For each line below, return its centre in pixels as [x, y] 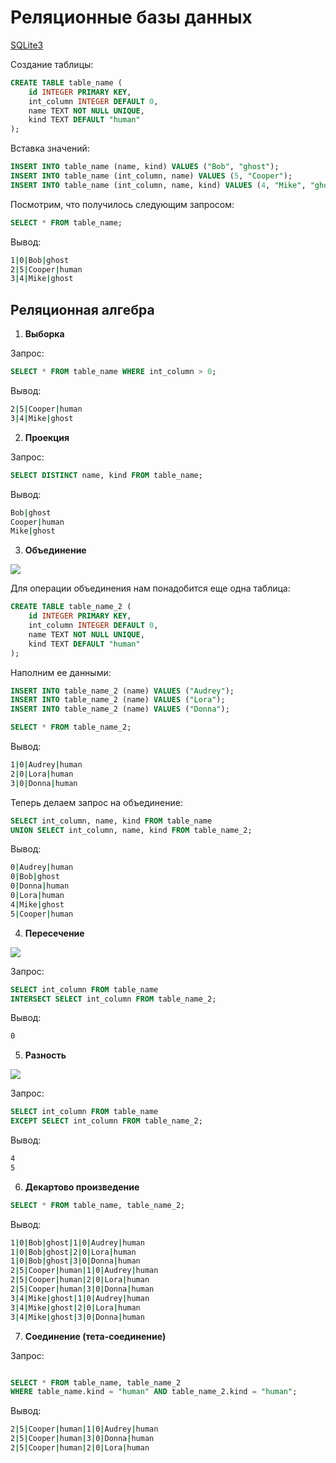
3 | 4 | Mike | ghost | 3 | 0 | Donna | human [77, 1317]
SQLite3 [27, 45]
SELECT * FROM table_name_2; [71, 727]
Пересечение [54, 933]
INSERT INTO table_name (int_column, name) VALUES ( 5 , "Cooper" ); [151, 176]
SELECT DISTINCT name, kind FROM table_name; [106, 475]
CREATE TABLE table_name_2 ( [71, 607]
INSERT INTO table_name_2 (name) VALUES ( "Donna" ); [120, 709]
